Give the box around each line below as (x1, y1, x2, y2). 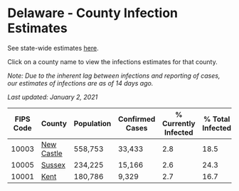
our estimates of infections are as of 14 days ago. (7, 78, 154, 87)
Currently (162, 118, 196, 128)
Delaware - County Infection (7, 5, 179, 21)
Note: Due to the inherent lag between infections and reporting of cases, (7, 71, 221, 80)
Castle (41, 148, 63, 158)
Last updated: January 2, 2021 (7, 93, 98, 101)
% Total (203, 114, 230, 124)
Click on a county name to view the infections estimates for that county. (7, 57, 218, 66)
